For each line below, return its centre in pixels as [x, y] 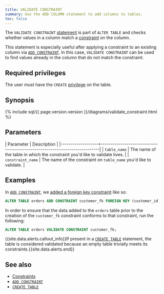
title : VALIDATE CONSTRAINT [34, 10]
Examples [20, 180]
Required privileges [35, 73]
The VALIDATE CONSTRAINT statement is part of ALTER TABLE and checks [75, 33]
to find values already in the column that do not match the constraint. [74, 58]
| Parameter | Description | [32, 144]
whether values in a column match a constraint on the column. [68, 38]
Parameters [23, 132]
